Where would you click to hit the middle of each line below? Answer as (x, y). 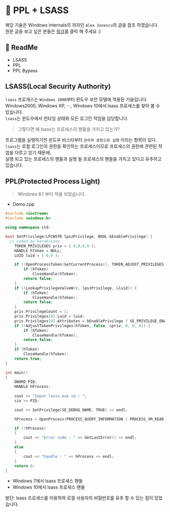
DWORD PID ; (26, 382)
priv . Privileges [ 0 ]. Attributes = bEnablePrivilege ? (71, 321)
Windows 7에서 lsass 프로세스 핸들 (48, 481)
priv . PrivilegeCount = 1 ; (42, 312)
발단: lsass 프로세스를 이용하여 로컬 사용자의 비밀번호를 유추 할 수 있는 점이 (79, 498)
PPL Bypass (25, 70)
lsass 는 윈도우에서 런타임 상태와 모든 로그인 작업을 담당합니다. (67, 118)
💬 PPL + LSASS (37, 10)
